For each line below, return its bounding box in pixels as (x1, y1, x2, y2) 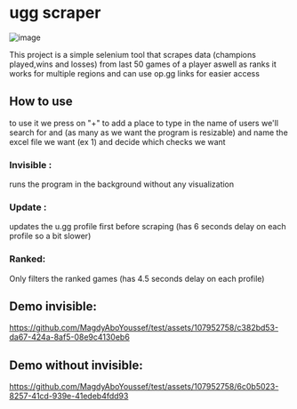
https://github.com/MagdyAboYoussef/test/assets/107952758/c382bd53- (9, 323, 278, 333)
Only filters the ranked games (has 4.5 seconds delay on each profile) (9, 273, 265, 284)
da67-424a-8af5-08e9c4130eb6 (9, 332, 131, 342)
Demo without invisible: (9, 357, 144, 373)
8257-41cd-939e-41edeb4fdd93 (9, 390, 129, 402)
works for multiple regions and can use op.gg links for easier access (9, 68, 261, 78)
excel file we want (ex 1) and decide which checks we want (9, 136, 226, 147)
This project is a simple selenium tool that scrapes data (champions (9, 49, 256, 60)
